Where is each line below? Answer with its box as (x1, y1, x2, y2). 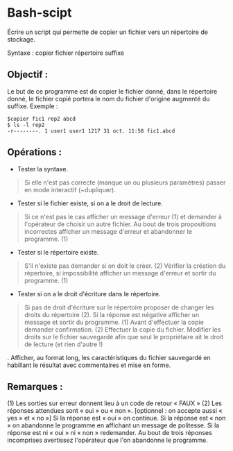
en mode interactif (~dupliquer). (24, 185, 116, 194)
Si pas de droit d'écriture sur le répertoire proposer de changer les (24, 303, 214, 312)
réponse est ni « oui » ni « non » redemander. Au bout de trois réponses (7, 429, 213, 437)
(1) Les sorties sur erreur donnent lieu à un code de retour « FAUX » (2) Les (7, 399, 222, 407)
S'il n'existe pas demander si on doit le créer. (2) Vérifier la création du (24, 262, 226, 270)
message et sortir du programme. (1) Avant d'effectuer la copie (24, 318, 205, 326)
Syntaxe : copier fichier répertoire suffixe (7, 49, 125, 57)
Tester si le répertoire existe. (17, 248, 99, 256)
